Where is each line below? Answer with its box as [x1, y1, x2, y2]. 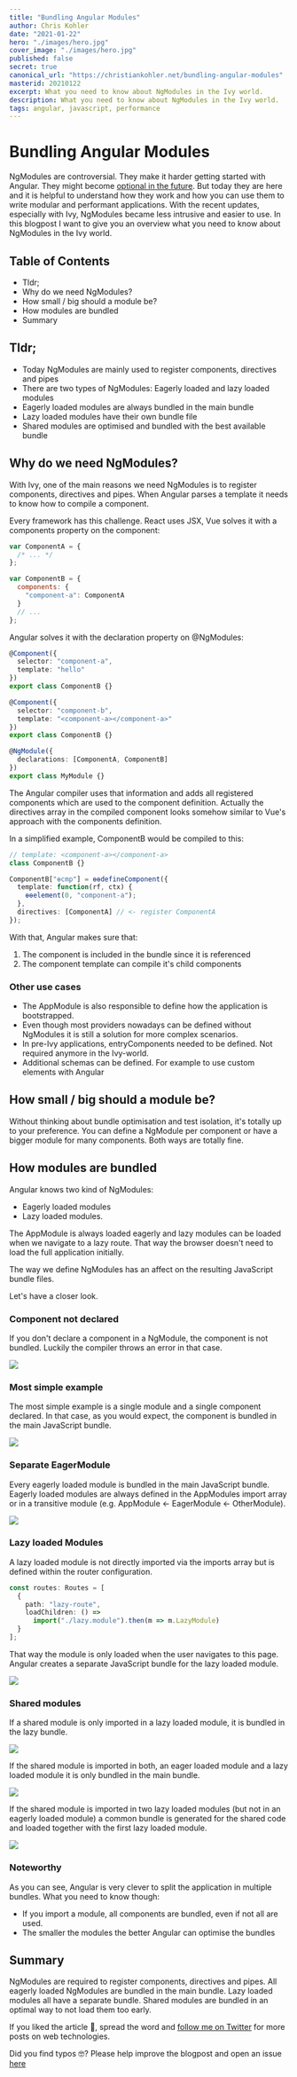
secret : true [9, 63, 58, 72]
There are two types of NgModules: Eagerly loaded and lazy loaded [21, 382, 270, 393]
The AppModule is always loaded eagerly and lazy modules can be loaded [9, 1228, 282, 1239]
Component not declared [9, 1312, 120, 1325]
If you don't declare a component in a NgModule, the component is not [9, 1333, 269, 1343]
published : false [9, 54, 74, 63]
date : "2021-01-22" [9, 29, 82, 38]
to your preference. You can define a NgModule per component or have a [9, 1125, 277, 1136]
